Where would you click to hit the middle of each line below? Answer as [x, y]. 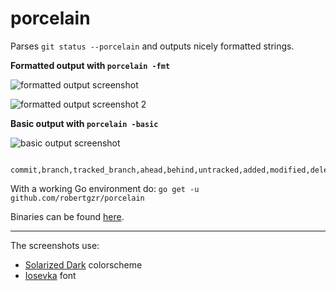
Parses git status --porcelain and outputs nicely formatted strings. [152, 46]
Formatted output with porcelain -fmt [90, 65]
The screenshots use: [55, 245]
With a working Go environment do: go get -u [105, 188]
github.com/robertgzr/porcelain [77, 198]
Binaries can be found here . [67, 216]
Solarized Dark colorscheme [83, 264]
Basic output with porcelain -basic [84, 123]
